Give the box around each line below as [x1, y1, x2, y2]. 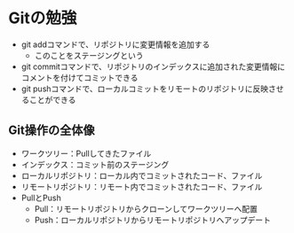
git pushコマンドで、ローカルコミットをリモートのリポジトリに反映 [20, 83, 268, 94]
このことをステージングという [34, 50, 144, 60]
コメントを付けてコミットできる [20, 72, 139, 82]
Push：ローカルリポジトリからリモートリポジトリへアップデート [34, 214, 272, 225]
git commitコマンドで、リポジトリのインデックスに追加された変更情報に [20, 61, 286, 72]
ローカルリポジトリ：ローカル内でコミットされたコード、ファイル [20, 170, 263, 181]
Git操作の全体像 [8, 123, 95, 138]
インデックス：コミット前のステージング [20, 159, 170, 169]
